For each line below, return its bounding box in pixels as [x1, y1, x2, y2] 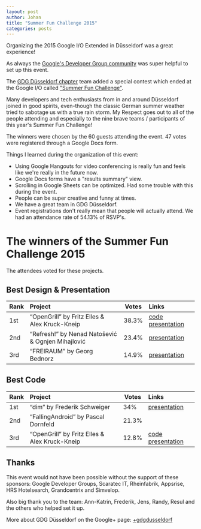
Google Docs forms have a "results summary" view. [14, 175, 142, 183]
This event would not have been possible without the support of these [6, 473, 179, 480]
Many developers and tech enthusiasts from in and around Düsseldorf [6, 96, 179, 103]
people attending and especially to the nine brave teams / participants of [6, 115, 185, 122]
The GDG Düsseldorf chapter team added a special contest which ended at [6, 78, 191, 85]
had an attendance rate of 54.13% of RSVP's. [14, 214, 126, 221]
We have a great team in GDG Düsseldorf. [14, 201, 118, 208]
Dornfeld [29, 420, 55, 428]
